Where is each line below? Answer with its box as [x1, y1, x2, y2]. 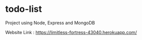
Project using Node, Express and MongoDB [5, 20, 95, 26]
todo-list [5, 3, 42, 15]
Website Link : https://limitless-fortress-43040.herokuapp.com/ [5, 29, 137, 35]
